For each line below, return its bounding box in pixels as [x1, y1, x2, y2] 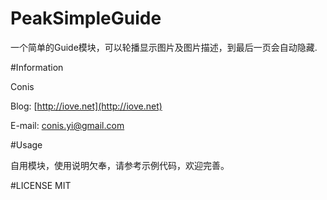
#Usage [10, 138, 43, 151]
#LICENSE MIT [10, 179, 72, 191]
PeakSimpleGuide [10, 7, 162, 30]
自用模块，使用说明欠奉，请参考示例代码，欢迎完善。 [10, 159, 230, 171]
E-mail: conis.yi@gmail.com [10, 119, 125, 131]
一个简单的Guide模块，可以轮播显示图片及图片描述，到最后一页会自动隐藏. [10, 41, 318, 53]
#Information [10, 61, 64, 73]
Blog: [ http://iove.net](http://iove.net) [10, 100, 163, 112]
